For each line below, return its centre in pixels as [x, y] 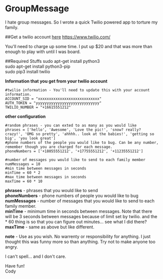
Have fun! [15, 266]
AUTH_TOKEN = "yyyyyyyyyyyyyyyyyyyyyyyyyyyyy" [53, 103]
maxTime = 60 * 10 [24, 181]
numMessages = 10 [23, 164]
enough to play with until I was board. [43, 52]
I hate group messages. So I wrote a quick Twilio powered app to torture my [81, 22]
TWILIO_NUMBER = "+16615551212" [38, 107]
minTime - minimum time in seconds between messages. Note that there [79, 211]
